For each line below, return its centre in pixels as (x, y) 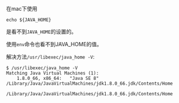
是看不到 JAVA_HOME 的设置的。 (41, 32)
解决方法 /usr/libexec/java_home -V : (51, 57)
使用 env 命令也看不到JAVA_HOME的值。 (54, 44)
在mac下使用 (22, 9)
